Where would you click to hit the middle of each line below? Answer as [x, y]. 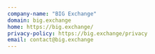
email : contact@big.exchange [50, 40]
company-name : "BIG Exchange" [52, 14]
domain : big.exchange [39, 20]
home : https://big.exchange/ [50, 27]
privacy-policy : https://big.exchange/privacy [77, 33]
